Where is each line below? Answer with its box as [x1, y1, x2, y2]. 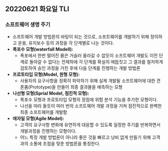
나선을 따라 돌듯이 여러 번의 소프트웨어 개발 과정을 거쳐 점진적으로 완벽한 [20, 103, 162, 109]
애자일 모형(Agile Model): [12, 115, 64, 121]
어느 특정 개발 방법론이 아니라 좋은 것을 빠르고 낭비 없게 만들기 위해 [20, 134, 151, 140]
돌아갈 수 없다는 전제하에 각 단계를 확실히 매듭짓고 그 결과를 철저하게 [29, 58, 163, 64]
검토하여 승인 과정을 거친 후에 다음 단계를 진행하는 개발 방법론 [20, 65, 140, 71]
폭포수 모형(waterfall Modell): [12, 46, 74, 52]
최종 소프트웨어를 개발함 [20, 109, 68, 115]
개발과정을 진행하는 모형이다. [20, 128, 77, 134]
